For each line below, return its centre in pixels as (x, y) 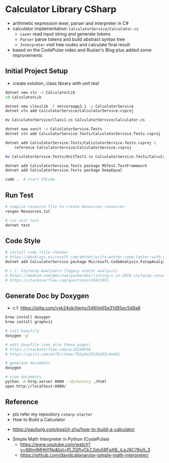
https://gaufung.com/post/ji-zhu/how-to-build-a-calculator (73, 429)
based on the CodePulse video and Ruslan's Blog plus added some (82, 50)
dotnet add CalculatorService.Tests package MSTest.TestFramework (76, 166)
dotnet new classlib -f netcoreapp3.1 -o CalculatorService (70, 106)
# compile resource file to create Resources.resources (65, 207)
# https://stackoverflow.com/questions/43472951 (57, 280)
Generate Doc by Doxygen (47, 296)
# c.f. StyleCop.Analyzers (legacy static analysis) (62, 271)
